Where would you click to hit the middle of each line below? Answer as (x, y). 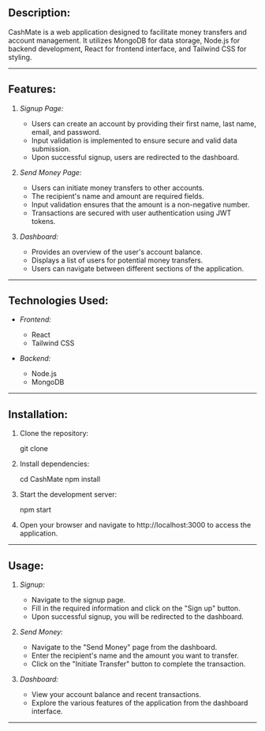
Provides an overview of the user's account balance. (117, 252)
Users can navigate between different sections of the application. (138, 268)
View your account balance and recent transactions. (116, 695)
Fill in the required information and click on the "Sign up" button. (136, 608)
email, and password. (66, 132)
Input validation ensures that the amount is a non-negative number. (140, 204)
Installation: (38, 414)
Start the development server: (68, 494)
